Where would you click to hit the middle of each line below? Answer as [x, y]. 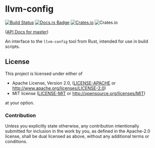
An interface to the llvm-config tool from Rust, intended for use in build [77, 41]
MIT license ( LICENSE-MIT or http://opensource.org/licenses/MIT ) [79, 93]
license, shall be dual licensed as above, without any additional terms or [77, 136]
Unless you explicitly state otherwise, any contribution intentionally [72, 126]
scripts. [13, 46]
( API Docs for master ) [27, 32]
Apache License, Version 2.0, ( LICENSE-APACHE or [64, 83]
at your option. [20, 103]
